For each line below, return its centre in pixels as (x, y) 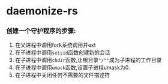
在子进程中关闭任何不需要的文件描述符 (62, 75)
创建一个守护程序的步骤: (41, 31)
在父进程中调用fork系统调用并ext (55, 45)
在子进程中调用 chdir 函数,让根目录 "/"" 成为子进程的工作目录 (88, 60)
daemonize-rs (42, 11)
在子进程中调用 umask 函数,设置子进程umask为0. (72, 68)
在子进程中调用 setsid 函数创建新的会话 (62, 53)
